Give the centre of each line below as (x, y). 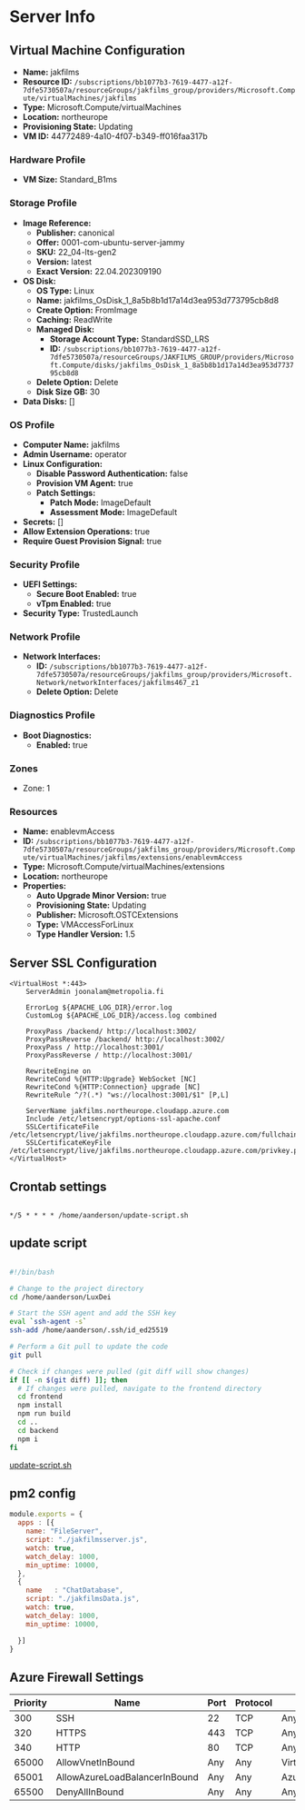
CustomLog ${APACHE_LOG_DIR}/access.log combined (122, 1016)
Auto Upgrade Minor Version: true (101, 896)
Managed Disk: (65, 329)
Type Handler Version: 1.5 (86, 934)
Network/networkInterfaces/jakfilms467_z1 (118, 683)
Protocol (254, 1703)
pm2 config (43, 1493)
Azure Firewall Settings (77, 1677)
